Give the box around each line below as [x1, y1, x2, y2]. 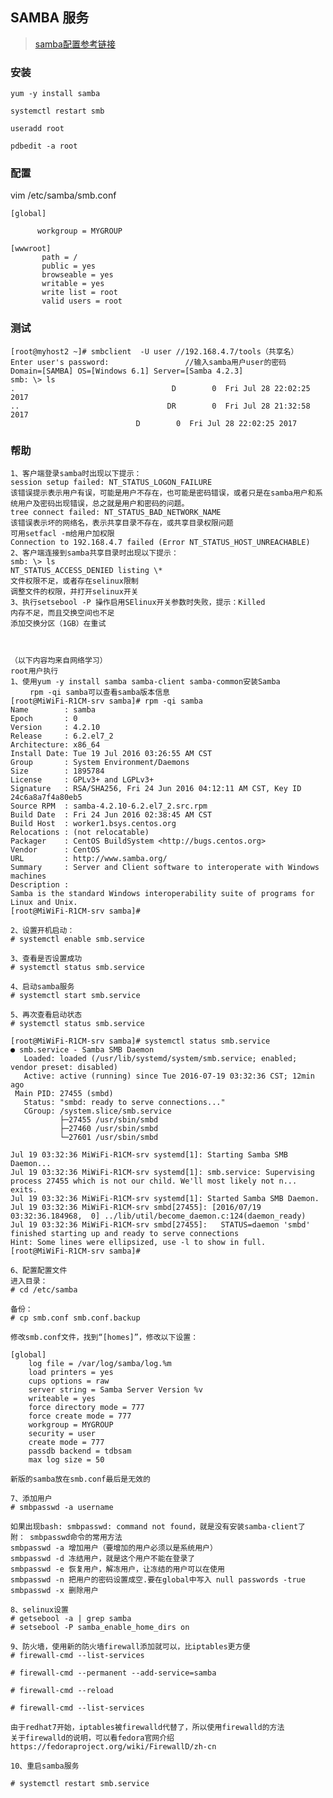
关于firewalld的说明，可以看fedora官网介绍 [10, 1733, 175, 1743]
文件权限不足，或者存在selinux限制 [10, 576, 139, 586]
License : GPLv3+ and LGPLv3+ [10, 775, 155, 785]
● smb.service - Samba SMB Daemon [10, 1045, 155, 1055]
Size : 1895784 [10, 766, 105, 776]
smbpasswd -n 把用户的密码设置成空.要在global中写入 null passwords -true [10, 1575, 306, 1585]
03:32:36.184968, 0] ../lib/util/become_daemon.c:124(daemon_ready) [10, 1211, 307, 1221]
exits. [10, 1185, 38, 1195]
